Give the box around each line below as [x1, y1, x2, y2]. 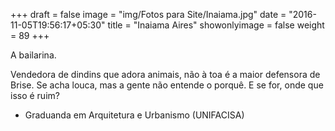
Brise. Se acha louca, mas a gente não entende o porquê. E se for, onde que [10, 79, 324, 91]
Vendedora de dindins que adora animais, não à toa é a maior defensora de [10, 69, 321, 80]
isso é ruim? [10, 90, 60, 101]
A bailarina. [10, 49, 57, 61]
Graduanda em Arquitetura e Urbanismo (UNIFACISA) [24, 109, 245, 121]
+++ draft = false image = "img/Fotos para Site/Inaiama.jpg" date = [10, 9, 287, 20]
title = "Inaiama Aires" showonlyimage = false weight [107, 19, 325, 31]
